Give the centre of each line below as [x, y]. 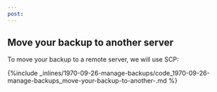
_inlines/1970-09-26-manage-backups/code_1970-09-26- [125, 73]
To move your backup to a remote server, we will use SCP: [93, 59]
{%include [22, 73]
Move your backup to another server [90, 43]
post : [15, 14]
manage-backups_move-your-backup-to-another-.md [87, 81]
